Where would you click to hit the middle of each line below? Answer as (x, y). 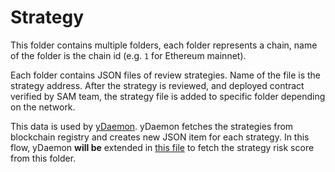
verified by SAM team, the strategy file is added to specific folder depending (168, 96)
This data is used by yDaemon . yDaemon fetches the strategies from (152, 126)
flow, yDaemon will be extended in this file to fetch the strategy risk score (162, 147)
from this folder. (43, 158)
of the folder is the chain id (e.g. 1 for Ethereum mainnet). (128, 55)
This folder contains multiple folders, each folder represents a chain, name (164, 45)
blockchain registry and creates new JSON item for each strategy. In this (160, 137)
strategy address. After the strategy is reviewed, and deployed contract (157, 85)
